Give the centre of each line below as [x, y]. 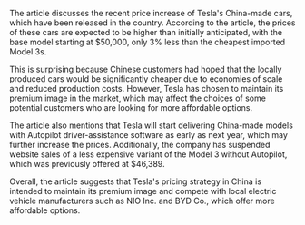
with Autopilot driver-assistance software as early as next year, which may [149, 135]
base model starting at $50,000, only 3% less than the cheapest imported [148, 42]
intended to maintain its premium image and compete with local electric [143, 191]
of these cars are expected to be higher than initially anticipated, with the [146, 32]
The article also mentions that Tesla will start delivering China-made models [151, 125]
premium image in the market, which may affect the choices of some [138, 98]
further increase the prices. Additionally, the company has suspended [140, 145]
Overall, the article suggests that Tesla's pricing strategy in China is [135, 181]
